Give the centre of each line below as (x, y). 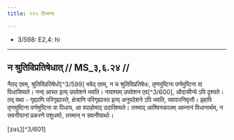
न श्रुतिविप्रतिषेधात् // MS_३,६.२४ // (69, 68)
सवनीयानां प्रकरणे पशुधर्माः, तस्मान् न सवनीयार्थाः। (61, 116)
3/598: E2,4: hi (39, 40)
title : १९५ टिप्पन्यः (31, 14)
